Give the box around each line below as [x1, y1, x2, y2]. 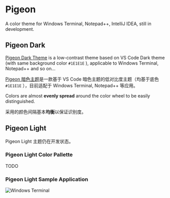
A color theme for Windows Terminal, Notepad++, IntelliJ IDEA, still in [5, 21, 152, 27]
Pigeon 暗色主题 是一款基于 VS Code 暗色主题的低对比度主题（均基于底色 [5, 76, 159, 82]
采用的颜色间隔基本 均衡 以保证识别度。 [5, 109, 86, 115]
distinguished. [5, 98, 35, 104]
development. [5, 26, 34, 32]
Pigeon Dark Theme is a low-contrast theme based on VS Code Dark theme [5, 54, 165, 61]
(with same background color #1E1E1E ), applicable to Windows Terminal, [5, 60, 159, 66]
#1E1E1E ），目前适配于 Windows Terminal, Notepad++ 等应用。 [5, 82, 138, 88]
